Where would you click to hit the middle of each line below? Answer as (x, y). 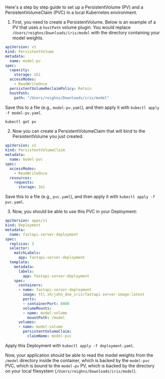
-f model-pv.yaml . (23, 113)
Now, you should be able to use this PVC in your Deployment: (75, 212)
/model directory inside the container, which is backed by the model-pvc (77, 360)
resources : (21, 178)
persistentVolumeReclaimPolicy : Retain (51, 88)
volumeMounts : (37, 308)
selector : (20, 248)
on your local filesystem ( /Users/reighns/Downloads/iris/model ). (71, 371)
